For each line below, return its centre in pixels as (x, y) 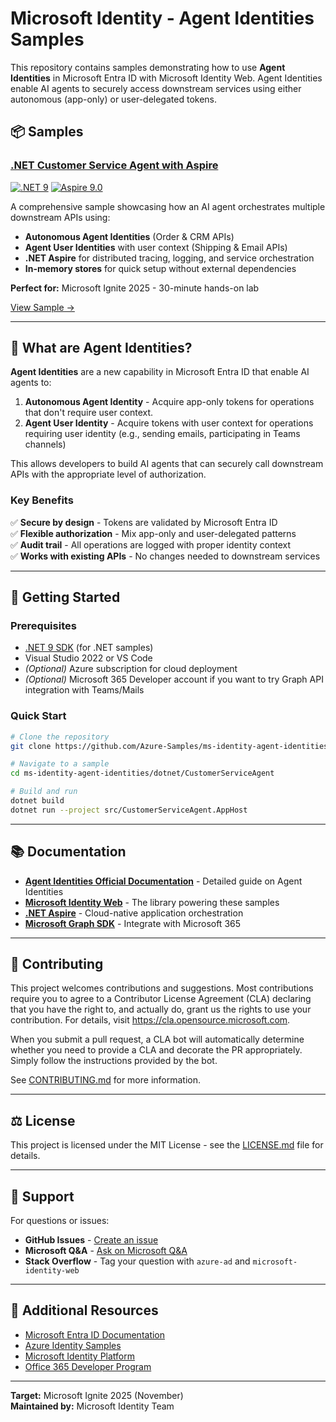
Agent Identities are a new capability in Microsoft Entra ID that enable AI (160, 372)
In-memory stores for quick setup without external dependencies (160, 268)
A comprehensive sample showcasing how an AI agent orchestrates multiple (168, 206)
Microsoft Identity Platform (80, 1356)
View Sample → (42, 307)
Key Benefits (42, 500)
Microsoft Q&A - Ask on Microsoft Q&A (106, 1251)
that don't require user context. (89, 413)
